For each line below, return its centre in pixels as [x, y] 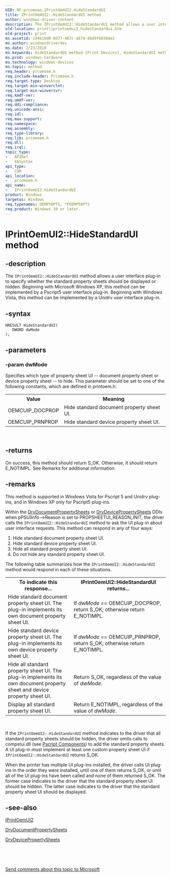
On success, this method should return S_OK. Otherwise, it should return [81, 463]
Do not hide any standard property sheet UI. [59, 554]
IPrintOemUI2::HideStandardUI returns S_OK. [52, 755]
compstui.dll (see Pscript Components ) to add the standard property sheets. [85, 744]
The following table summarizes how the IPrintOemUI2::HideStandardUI [80, 564]
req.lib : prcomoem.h [27, 138]
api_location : [20, 176]
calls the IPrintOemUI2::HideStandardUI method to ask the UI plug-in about [84, 522]
